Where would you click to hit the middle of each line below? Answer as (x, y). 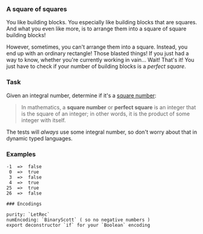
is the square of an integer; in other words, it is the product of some (105, 114)
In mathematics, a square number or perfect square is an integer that (108, 107)
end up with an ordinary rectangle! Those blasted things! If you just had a (98, 53)
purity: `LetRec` (28, 215)
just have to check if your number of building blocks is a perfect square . (96, 66)
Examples (21, 154)
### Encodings (24, 204)
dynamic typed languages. (39, 138)
